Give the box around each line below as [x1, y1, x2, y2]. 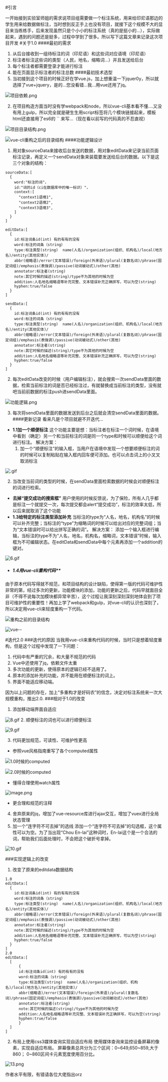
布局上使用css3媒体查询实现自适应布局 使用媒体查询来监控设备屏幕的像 [12, 1038, 160, 1044]
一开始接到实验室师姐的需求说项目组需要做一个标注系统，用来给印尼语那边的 [5, 15, 163, 21]
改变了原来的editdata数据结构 [12, 866, 73, 872]
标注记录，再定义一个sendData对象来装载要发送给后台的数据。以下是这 [12, 154, 159, 160]
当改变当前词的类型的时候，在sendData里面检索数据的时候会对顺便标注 [12, 478, 159, 484]
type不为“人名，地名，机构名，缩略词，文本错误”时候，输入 [38, 533, 161, 539]
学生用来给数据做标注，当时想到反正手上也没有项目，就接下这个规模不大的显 [5, 22, 163, 27]
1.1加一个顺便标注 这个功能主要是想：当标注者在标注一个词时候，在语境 [12, 427, 159, 433]
